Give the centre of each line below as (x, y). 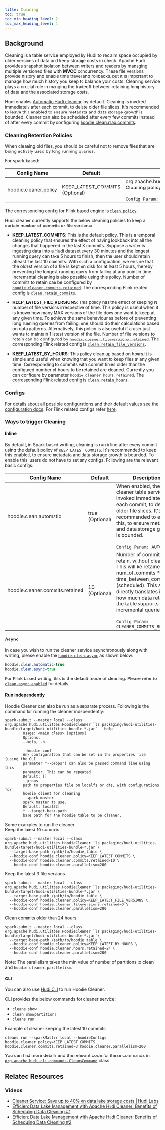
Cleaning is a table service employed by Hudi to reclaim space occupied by (81, 55)
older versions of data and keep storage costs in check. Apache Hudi (75, 61)
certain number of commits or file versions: (49, 226)
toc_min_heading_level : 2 (31, 19)
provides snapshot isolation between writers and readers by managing (76, 66)
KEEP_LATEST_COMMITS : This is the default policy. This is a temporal (84, 235)
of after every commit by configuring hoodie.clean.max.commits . (71, 123)
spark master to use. (45, 802)
